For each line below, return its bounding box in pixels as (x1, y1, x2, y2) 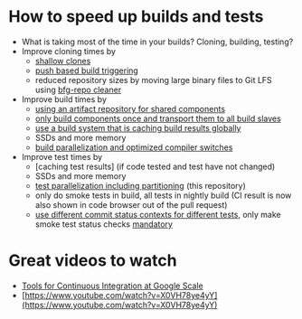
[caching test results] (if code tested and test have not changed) (34, 161, 276, 172)
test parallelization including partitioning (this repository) (34, 180, 246, 191)
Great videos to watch (8, 250, 177, 271)
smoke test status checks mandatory (34, 219, 174, 230)
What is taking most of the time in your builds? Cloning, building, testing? (21, 36, 294, 47)
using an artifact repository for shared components (34, 103, 226, 114)
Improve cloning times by (21, 45, 117, 56)
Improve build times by (21, 93, 108, 105)
